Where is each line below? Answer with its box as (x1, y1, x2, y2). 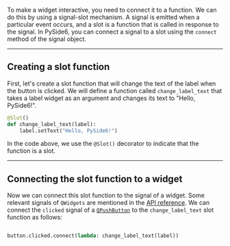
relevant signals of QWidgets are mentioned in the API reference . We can (7, 199, 210, 207)
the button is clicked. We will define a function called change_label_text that (7, 86, 222, 95)
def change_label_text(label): (7, 121, 97, 127)
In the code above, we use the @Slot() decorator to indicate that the (7, 140, 199, 148)
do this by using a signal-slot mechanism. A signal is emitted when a (7, 13, 200, 21)
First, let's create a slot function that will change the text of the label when (7, 79, 216, 88)
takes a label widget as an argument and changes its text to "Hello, (7, 94, 196, 102)
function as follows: (7, 213, 63, 221)
